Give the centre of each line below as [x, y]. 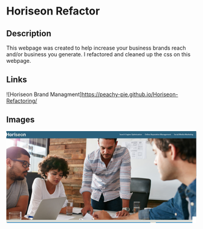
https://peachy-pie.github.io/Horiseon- [130, 94]
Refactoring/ [22, 100]
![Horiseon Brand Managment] [44, 94]
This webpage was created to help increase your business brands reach [96, 48]
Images [21, 120]
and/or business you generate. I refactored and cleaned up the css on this [98, 54]
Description [29, 34]
